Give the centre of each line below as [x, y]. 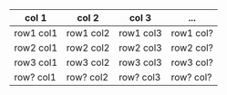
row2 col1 [36, 47]
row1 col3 [140, 33]
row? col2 [88, 77]
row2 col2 [88, 47]
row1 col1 [36, 33]
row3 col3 [140, 62]
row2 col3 [140, 47]
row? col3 [139, 77]
